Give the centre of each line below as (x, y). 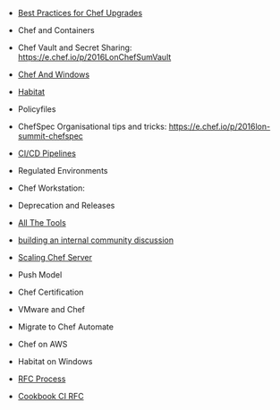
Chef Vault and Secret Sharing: (75, 47)
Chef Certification (51, 292)
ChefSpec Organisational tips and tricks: (92, 126)
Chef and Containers (56, 30)
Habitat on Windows (55, 361)
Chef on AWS (42, 344)
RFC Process (42, 379)
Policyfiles (37, 109)
